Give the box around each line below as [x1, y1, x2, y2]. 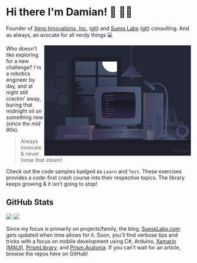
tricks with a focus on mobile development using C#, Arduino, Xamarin [6, 238, 176, 245]
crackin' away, [6, 95, 41, 102]
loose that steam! [20, 156, 63, 164]
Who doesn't [6, 45, 37, 52]
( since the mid [6, 120, 41, 127]
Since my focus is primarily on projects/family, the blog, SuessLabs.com [6, 225, 181, 232]
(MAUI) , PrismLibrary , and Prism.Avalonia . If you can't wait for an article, [6, 244, 181, 251]
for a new [6, 57, 29, 64]
